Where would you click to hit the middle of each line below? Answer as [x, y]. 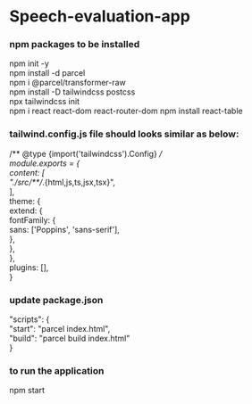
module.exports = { [45, 163]
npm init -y [29, 63]
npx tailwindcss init [45, 102]
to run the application [57, 371]
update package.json [56, 300]
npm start [27, 391]
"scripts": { [29, 319]
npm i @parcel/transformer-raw [68, 83]
